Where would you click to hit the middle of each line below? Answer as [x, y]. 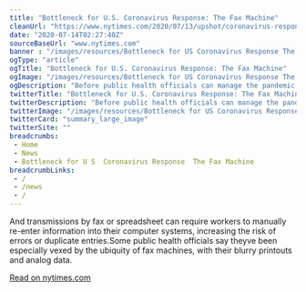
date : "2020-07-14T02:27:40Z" [67, 35]
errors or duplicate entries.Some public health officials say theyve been [143, 241]
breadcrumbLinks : [42, 170]
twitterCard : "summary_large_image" [79, 119]
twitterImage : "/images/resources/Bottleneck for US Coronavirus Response [154, 111]
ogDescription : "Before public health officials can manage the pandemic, [154, 86]
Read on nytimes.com [50, 277]
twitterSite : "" [40, 128]
